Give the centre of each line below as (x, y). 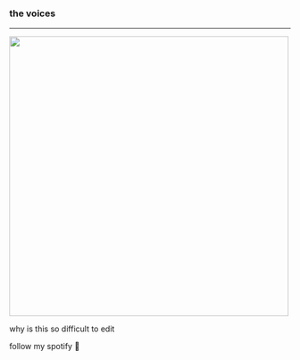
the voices (33, 13)
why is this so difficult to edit (62, 329)
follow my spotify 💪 (45, 347)
